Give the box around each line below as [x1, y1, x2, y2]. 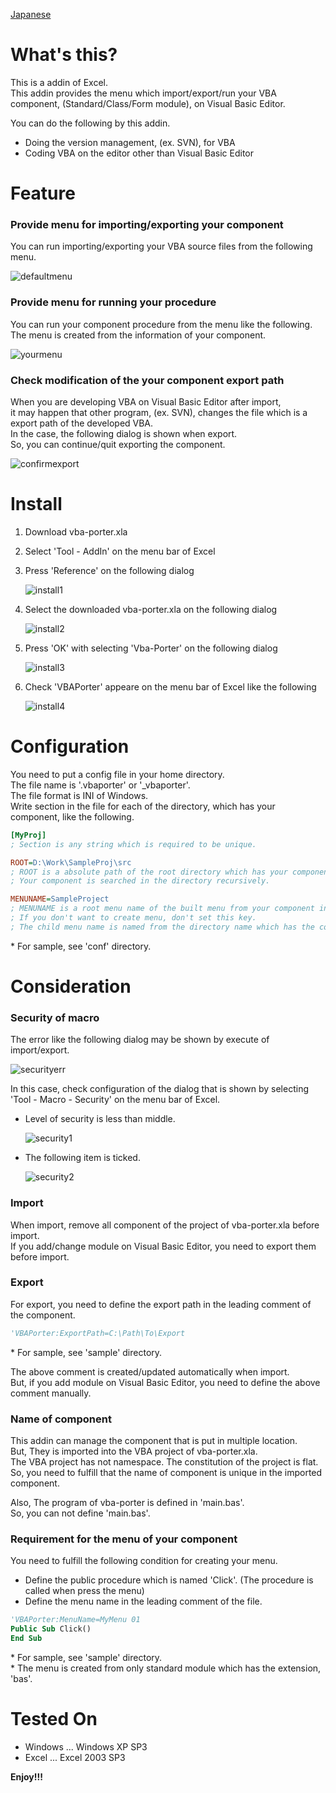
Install [10, 493, 63, 516]
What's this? [10, 44, 118, 66]
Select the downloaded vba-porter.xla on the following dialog [24, 603, 278, 615]
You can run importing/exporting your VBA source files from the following [10, 240, 313, 253]
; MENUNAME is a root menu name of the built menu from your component [10, 904, 315, 914]
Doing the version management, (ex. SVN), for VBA [24, 136, 236, 148]
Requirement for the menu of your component [10, 1532, 238, 1546]
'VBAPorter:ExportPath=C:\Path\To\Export [10, 1328, 186, 1338]
